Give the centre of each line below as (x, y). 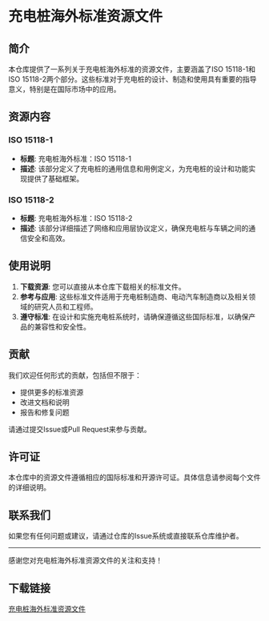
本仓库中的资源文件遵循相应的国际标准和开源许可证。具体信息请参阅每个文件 (134, 478)
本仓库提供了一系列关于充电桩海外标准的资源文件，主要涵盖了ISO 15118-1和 (132, 69)
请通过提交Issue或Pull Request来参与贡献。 (80, 429)
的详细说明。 (29, 487)
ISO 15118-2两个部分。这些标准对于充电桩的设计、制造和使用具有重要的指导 (132, 79)
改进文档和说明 (44, 402)
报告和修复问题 (44, 412)
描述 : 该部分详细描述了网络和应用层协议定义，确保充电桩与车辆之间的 (134, 228)
